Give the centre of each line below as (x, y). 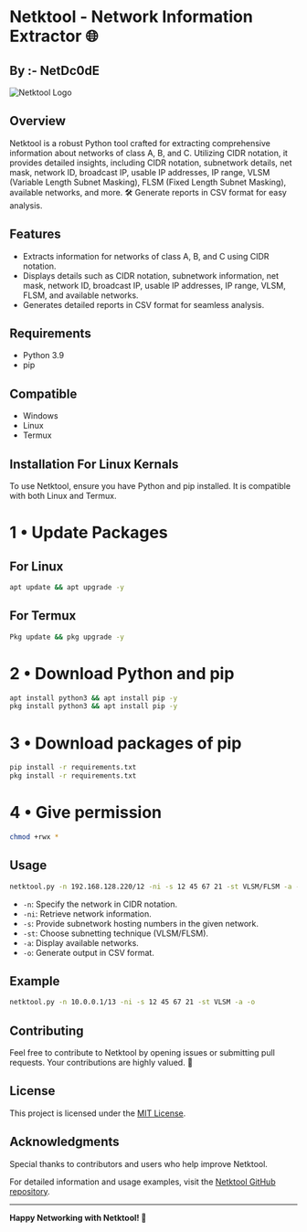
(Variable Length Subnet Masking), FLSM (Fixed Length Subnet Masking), (148, 182)
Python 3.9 (43, 356)
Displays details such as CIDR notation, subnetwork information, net (150, 275)
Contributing (47, 1030)
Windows (40, 416)
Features (35, 234)
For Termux (43, 616)
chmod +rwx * (34, 837)
